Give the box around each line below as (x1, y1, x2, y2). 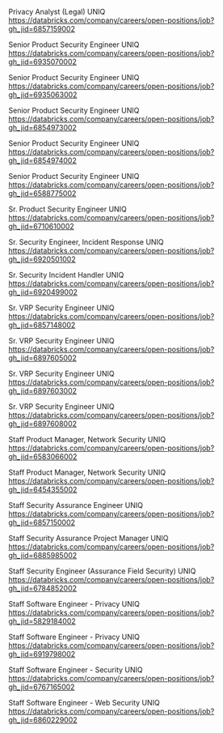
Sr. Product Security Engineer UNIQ (8, 204, 127, 214)
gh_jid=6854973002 (8, 123, 77, 132)
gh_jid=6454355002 (8, 485, 78, 494)
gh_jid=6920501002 (8, 254, 76, 264)
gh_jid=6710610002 (8, 222, 74, 231)
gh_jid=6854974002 (8, 156, 77, 165)
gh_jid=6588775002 (8, 189, 77, 198)
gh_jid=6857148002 (8, 320, 76, 330)
